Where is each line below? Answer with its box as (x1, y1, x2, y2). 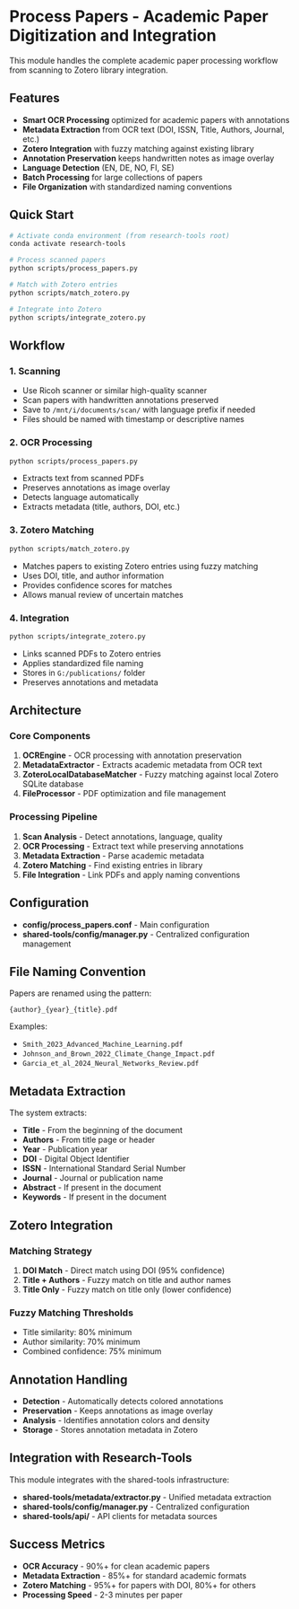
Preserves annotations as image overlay (21, 482, 171, 493)
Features (9, 91, 60, 106)
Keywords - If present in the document (21, 1191, 167, 1202)
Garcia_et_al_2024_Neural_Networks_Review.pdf (21, 1059, 200, 1068)
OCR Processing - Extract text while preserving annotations (21, 840, 244, 851)
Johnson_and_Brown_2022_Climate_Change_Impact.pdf (21, 1050, 216, 1059)
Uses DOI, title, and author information (21, 570, 165, 581)
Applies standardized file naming (21, 657, 144, 668)
